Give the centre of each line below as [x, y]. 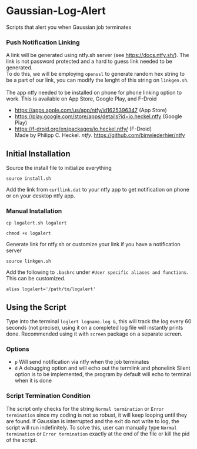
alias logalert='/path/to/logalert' [51, 289]
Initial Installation [38, 154]
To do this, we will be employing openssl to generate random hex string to [96, 74]
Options [18, 349]
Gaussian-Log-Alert [56, 11]
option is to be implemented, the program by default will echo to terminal [103, 374]
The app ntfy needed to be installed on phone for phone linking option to [94, 93]
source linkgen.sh [29, 262]
